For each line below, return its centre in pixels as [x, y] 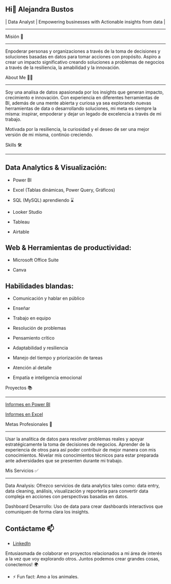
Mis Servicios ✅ [22, 470]
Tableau [21, 222]
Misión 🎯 [15, 36]
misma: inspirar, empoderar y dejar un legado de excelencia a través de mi [83, 114]
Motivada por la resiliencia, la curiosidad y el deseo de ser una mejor [77, 129]
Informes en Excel [24, 414]
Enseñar [21, 308]
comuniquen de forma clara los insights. [47, 512]
